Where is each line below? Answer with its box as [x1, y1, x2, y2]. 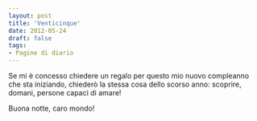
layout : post [8, 11, 52, 20]
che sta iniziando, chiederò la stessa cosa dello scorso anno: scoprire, [8, 79, 242, 89]
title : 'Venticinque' [8, 19, 81, 27]
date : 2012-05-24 [8, 26, 67, 34]
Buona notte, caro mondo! [8, 103, 95, 113]
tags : [8, 42, 27, 50]
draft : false [8, 34, 52, 42]
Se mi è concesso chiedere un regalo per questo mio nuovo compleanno [8, 71, 250, 80]
